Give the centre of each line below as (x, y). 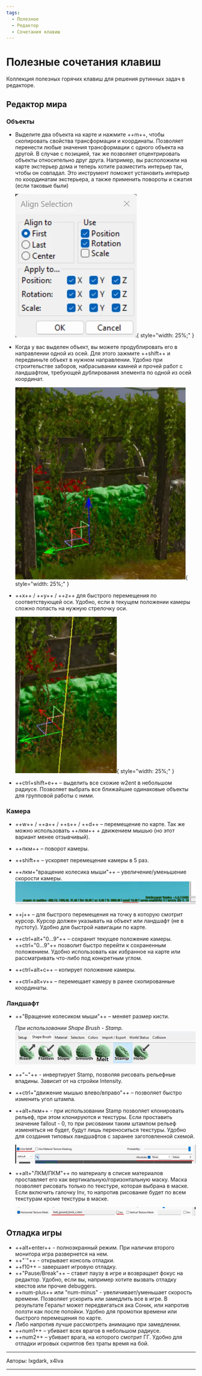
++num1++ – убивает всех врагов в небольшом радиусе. (88, 1330)
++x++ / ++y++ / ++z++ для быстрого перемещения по (86, 595)
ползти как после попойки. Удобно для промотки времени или (96, 1311)
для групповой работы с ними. (54, 795)
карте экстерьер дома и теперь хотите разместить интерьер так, (99, 166)
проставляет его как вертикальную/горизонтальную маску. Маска (101, 1180)
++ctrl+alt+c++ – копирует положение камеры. (75, 969)
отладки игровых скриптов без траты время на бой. (82, 1343)
